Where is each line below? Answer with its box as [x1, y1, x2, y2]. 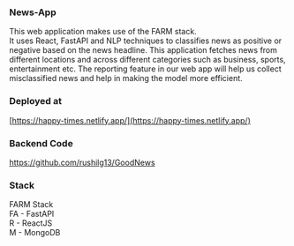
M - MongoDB [9, 227, 61, 238]
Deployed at [9, 95, 63, 108]
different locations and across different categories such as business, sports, [9, 55, 286, 65]
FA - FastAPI [9, 209, 55, 220]
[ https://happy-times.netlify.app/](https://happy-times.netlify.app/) [9, 115, 252, 125]
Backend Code [9, 137, 73, 149]
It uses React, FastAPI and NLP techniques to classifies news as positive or [9, 35, 283, 46]
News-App [9, 6, 57, 19]
